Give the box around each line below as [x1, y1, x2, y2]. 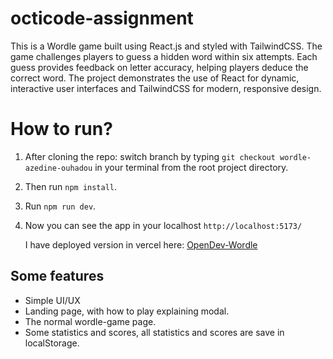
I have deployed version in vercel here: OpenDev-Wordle [24, 238, 258, 251]
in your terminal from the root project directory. [94, 161, 289, 173]
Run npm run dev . [24, 200, 97, 212]
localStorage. [24, 337, 80, 349]
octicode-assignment [10, 7, 194, 30]
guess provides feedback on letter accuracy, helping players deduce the [10, 61, 309, 73]
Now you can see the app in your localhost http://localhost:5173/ [24, 219, 303, 231]
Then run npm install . [24, 180, 118, 192]
